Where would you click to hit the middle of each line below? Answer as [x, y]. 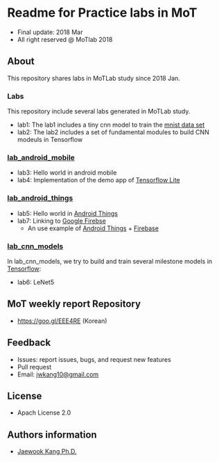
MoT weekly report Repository [74, 304]
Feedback [29, 343]
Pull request [34, 367]
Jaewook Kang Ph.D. [47, 452]
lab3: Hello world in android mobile [67, 173]
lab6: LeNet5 [35, 282]
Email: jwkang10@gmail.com [58, 374]
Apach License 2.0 [44, 413]
